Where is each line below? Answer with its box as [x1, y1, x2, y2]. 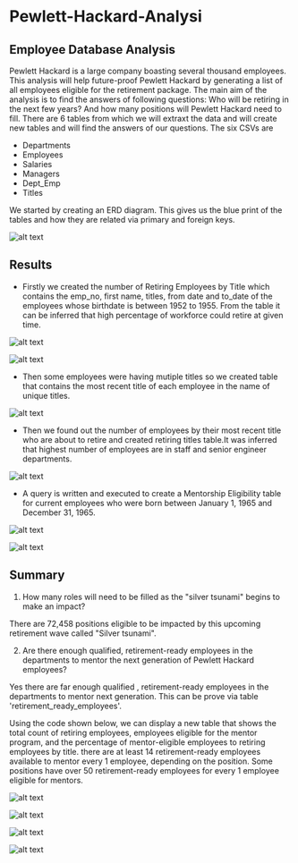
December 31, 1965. [21, 507, 96, 518]
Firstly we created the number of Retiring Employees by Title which [21, 281, 270, 292]
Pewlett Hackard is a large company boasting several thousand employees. [9, 65, 286, 76]
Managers [21, 168, 60, 179]
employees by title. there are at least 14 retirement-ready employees [9, 746, 261, 757]
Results [9, 258, 53, 273]
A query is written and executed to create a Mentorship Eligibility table [21, 487, 282, 498]
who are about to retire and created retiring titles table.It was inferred [21, 434, 277, 444]
